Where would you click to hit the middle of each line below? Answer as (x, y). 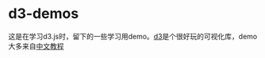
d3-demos (44, 14)
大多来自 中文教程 (36, 46)
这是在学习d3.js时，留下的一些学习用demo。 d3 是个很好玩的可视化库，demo (133, 36)
